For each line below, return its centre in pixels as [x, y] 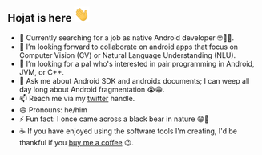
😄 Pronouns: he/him [53, 110]
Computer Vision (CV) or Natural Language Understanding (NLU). [127, 55]
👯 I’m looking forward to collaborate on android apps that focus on [128, 47]
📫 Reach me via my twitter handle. [77, 98]
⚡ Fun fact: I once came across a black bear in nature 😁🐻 [114, 119]
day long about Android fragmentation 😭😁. [92, 89]
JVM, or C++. [42, 72]
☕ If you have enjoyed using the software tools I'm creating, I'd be [128, 131]
